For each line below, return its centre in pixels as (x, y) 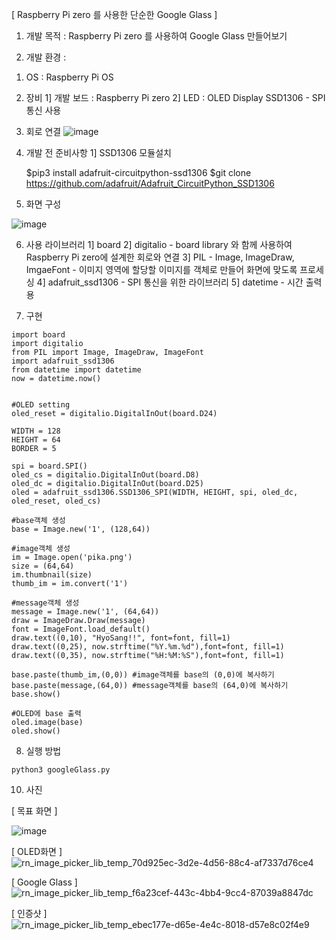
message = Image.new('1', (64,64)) (85, 612)
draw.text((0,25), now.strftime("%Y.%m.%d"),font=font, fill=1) (148, 647)
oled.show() (36, 731)
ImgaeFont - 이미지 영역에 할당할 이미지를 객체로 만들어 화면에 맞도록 (161, 269)
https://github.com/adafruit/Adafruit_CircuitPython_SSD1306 (150, 183)
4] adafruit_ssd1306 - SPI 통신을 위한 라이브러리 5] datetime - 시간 (170, 282)
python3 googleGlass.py (61, 770)
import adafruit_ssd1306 (63, 361)
